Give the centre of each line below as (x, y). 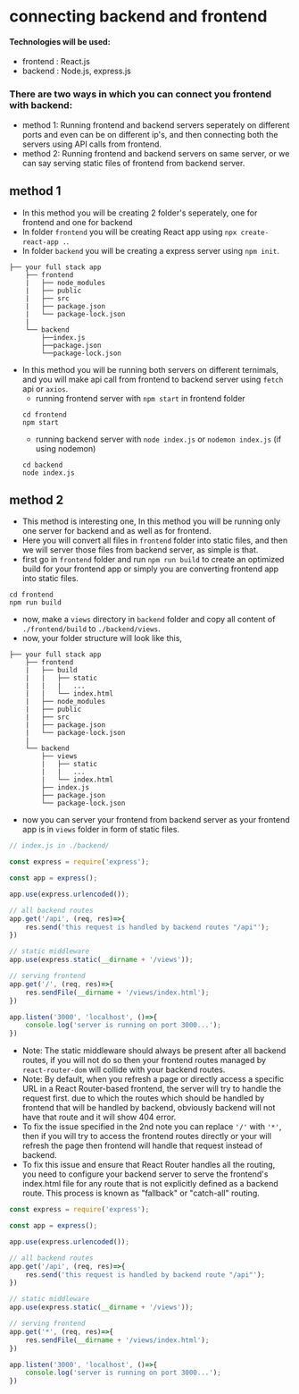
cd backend (42, 465)
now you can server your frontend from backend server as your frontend (156, 820)
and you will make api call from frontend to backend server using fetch (153, 379)
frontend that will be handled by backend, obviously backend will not (149, 1108)
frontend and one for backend (77, 222)
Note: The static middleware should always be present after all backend (154, 1051)
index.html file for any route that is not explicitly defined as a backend (150, 1184)
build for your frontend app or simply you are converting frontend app (150, 569)
